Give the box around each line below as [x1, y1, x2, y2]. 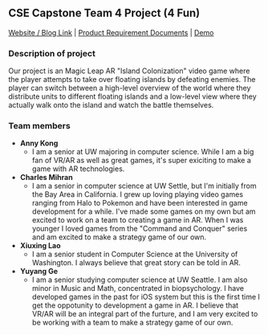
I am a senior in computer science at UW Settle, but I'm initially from [31, 181, 257, 191]
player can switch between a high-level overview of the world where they [8, 84, 251, 93]
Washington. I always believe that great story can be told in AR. [31, 258, 241, 268]
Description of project [8, 47, 96, 59]
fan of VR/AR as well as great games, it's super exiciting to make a [31, 156, 251, 165]
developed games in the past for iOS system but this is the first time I [31, 292, 261, 302]
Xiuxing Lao [19, 241, 62, 251]
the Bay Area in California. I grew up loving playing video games [31, 190, 243, 199]
